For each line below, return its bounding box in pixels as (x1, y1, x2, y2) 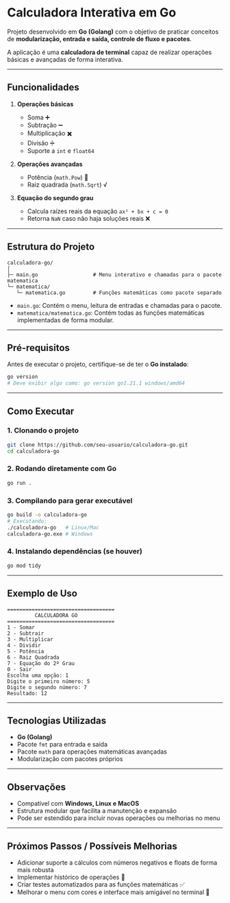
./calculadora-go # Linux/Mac (7, 524, 99, 531)
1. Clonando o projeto (7, 426, 79, 435)
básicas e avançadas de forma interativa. (7, 55, 123, 63)
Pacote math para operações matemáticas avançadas (16, 747, 168, 756)
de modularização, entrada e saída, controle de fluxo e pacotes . (7, 34, 192, 43)
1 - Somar (7, 624, 36, 631)
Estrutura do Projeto (7, 241, 95, 253)
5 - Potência (7, 648, 44, 655)
